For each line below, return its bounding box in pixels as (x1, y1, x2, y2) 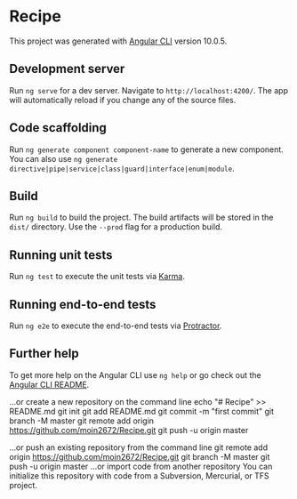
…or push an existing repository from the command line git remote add (9, 442, 269, 453)
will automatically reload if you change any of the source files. (9, 94, 237, 105)
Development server (9, 61, 125, 76)
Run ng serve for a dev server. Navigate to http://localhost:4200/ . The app (9, 85, 289, 95)
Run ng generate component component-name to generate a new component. (9, 144, 285, 155)
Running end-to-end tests (9, 296, 157, 312)
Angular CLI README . (9, 379, 90, 390)
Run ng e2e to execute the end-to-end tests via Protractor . (9, 320, 222, 331)
